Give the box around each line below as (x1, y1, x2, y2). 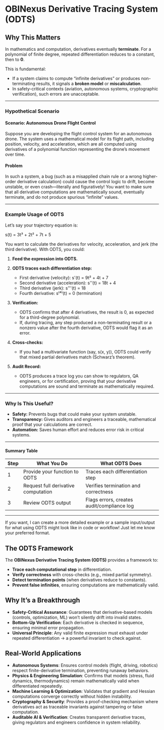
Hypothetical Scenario (5, 107, 60, 114)
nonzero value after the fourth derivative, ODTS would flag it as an (19, 325, 153, 331)
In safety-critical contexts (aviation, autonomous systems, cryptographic (12, 86, 159, 91)
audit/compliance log (85, 502, 134, 509)
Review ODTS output (23, 500, 71, 506)
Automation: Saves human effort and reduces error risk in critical (12, 426, 144, 433)
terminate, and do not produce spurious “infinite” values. (5, 194, 119, 200)
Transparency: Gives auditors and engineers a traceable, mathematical (12, 416, 156, 422)
